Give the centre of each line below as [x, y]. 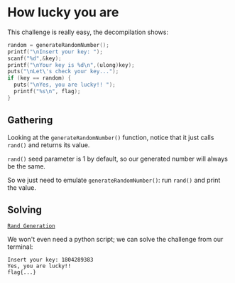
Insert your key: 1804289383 [50, 260]
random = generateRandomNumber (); [59, 45]
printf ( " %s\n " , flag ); [47, 92]
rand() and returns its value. [49, 145]
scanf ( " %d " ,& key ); [34, 58]
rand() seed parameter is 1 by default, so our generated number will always [118, 159]
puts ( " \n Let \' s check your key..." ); [63, 72]
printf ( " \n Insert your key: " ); [55, 52]
